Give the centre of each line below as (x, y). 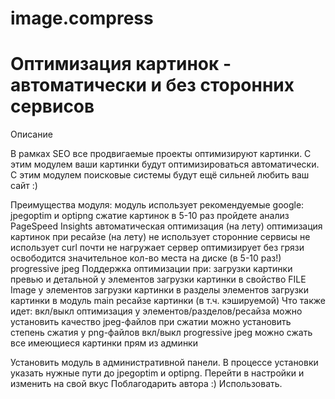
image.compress (82, 18)
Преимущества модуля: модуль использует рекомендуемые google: (157, 205)
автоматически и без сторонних (152, 85)
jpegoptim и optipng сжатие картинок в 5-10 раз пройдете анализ (150, 216)
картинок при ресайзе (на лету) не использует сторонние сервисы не (160, 237)
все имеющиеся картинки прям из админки (104, 343)
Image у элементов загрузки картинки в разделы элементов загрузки (159, 290)
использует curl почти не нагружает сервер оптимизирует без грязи (157, 248)
